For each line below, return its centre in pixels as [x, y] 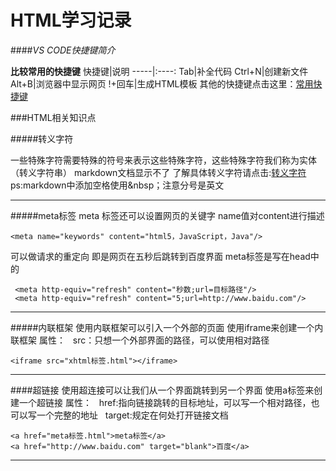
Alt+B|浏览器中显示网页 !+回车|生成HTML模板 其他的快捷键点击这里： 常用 [162, 83]
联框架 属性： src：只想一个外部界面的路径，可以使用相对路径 [140, 340]
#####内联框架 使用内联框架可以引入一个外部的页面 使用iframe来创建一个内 [167, 327]
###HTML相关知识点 [53, 117]
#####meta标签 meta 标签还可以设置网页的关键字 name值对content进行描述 [167, 215]
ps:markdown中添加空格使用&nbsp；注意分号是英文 [117, 185]
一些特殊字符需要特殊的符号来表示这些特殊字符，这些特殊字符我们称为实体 [163, 160]
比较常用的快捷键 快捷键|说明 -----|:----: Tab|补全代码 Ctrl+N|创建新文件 [159, 71]
